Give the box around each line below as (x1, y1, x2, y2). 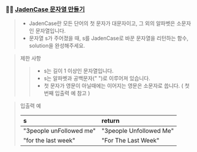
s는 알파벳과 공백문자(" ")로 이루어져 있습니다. (43, 75, 151, 82)
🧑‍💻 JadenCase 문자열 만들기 (5, 5, 85, 13)
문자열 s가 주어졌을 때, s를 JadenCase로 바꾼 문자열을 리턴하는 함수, (28, 34, 189, 42)
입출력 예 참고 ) (55, 90, 90, 97)
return (101, 117, 120, 125)
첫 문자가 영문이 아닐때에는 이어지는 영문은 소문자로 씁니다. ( (43, 82, 183, 90)
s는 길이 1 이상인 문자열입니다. (43, 67, 114, 75)
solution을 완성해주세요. (28, 42, 85, 49)
